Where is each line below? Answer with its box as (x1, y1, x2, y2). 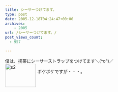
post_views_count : (5, 35, 43, 40)
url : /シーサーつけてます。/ (5, 30, 57, 35)
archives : (5, 21, 26, 26)
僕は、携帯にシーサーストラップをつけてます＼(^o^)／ (5, 58, 114, 64)
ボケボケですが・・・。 (37, 68, 85, 74)
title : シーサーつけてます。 (5, 7, 57, 12)
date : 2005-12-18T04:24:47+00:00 (5, 16, 74, 21)
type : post (5, 12, 28, 17)
